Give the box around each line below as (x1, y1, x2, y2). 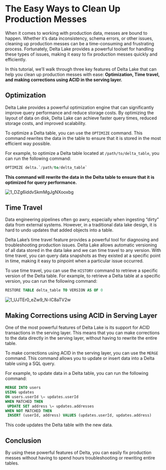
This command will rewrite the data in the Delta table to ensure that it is (5, 174, 155, 180)
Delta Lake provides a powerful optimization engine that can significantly (5, 104, 154, 110)
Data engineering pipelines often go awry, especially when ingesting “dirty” (5, 217, 159, 223)
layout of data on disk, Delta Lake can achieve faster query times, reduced (5, 115, 157, 121)
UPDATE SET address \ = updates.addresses (7, 404, 94, 409)
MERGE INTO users (5, 385, 41, 390)
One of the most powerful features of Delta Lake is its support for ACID (5, 325, 150, 331)
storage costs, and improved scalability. (5, 120, 87, 126)
